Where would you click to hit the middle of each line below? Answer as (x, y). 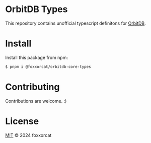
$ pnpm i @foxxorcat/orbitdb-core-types (48, 66)
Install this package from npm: (36, 57)
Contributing (32, 87)
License (22, 121)
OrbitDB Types (36, 9)
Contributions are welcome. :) (36, 101)
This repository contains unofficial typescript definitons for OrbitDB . (75, 23)
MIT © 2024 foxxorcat (28, 135)
